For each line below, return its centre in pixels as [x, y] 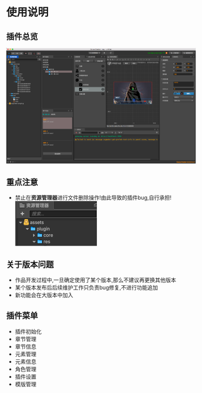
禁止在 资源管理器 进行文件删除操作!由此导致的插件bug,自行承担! [93, 198]
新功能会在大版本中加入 [44, 295]
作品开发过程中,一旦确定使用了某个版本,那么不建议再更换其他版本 [95, 280]
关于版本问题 [30, 265]
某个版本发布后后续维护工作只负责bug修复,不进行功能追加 [86, 288]
